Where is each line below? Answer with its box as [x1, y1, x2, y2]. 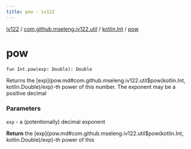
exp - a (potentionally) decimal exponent [6, 118, 106, 125]
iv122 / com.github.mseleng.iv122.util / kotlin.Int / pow [6, 25, 139, 32]
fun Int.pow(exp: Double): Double [6, 66, 93, 72]
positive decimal [6, 90, 47, 97]
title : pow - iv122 [6, 8, 55, 15]
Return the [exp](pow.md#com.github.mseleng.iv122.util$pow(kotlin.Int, [6, 130, 184, 137]
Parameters [6, 105, 41, 113]
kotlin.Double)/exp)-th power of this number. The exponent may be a [6, 83, 176, 90]
